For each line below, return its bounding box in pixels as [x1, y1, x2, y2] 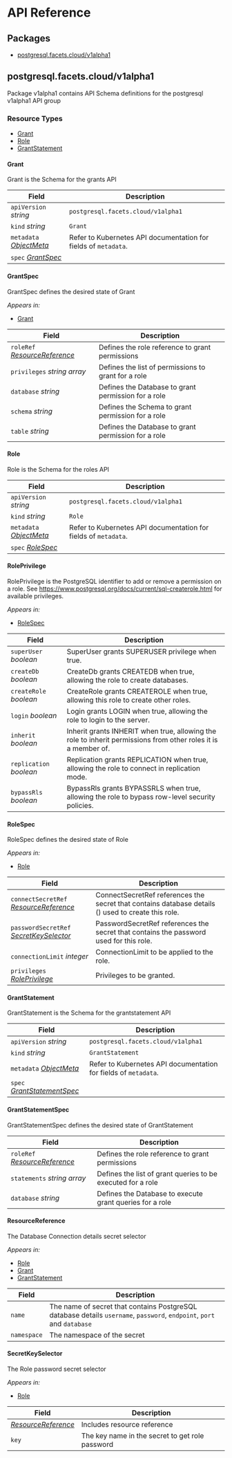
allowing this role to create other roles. [66, 695, 191, 705]
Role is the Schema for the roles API [7, 465, 109, 473]
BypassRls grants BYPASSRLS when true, [66, 783, 201, 793]
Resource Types [7, 113, 64, 123]
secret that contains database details [95, 899, 215, 909]
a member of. [66, 744, 110, 753]
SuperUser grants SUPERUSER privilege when [66, 647, 217, 656]
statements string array [10, 1173, 86, 1183]
